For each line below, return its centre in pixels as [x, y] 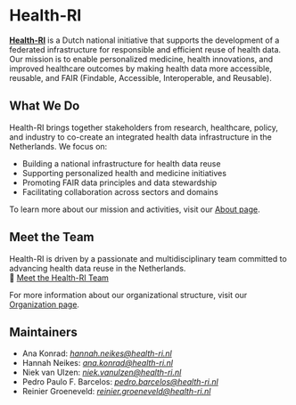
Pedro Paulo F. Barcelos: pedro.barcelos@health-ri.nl [120, 382]
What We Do [45, 106]
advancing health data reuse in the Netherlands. [98, 268]
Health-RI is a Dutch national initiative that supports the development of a [144, 40]
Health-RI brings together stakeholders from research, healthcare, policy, [144, 127]
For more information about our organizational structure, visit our [128, 295]
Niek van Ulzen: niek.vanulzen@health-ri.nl [102, 373]
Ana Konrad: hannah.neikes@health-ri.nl [97, 353]
